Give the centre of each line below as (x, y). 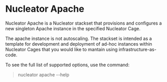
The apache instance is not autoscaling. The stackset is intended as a (79, 38)
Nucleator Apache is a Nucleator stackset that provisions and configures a (83, 23)
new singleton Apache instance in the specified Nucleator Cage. (73, 28)
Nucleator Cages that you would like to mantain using (62, 49)
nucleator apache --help (44, 74)
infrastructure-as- (138, 49)
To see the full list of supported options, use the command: (67, 65)
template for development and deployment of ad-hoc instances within (79, 44)
